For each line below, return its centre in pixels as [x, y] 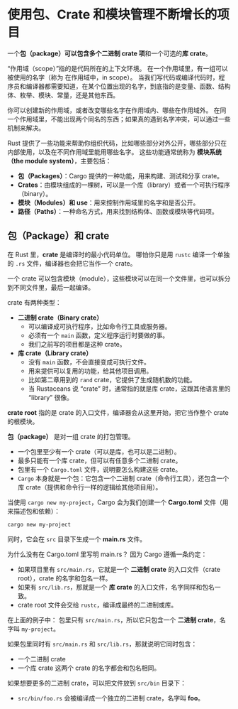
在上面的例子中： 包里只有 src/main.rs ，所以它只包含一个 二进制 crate [110, 619]
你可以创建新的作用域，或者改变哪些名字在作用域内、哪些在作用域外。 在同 [117, 110]
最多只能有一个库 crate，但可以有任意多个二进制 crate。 [100, 460]
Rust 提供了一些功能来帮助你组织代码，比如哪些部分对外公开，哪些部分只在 [117, 143]
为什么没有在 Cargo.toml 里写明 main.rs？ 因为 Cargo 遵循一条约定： [107, 554]
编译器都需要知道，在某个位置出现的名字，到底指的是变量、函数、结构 [128, 86]
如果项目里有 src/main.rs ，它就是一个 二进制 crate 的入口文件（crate [119, 569]
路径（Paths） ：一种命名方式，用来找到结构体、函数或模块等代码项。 [118, 211]
